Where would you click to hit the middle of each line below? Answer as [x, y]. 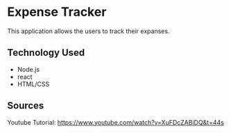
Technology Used [46, 53]
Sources [26, 106]
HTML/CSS [33, 84]
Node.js [28, 69]
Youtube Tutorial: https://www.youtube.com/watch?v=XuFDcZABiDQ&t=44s [115, 122]
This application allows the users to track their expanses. [88, 31]
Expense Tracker [57, 12]
